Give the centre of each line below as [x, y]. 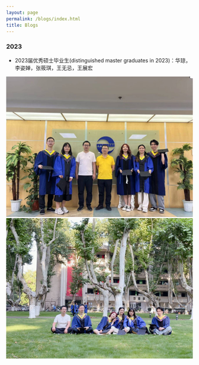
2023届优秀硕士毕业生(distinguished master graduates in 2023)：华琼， [103, 60]
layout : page [22, 12]
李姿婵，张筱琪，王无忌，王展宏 [54, 68]
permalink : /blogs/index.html [44, 19]
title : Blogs [22, 25]
